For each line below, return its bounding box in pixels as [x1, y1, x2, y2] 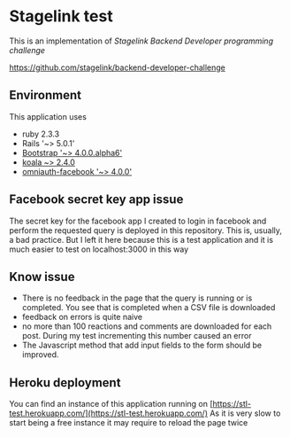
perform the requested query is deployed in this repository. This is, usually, [9, 224, 283, 236]
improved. [21, 349, 59, 360]
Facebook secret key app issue [9, 192, 184, 207]
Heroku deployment [9, 375, 121, 390]
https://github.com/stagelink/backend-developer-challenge [9, 62, 225, 73]
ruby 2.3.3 [21, 129, 60, 139]
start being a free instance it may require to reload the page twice [9, 417, 248, 428]
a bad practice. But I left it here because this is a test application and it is [9, 234, 274, 245]
